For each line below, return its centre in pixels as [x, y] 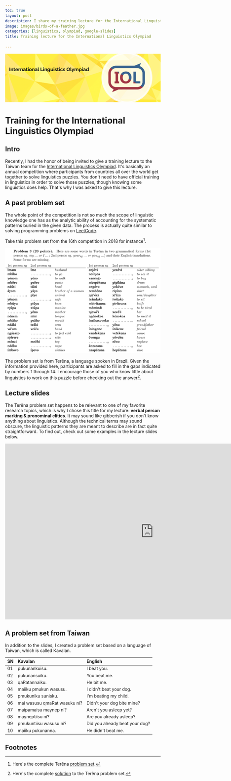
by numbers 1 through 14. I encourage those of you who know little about [79, 372]
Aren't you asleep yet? [109, 710]
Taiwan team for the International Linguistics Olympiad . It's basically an [77, 166]
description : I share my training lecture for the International [74, 21]
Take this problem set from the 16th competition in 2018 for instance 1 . [76, 241]
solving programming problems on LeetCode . [51, 230]
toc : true [15, 10]
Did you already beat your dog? [118, 724]
